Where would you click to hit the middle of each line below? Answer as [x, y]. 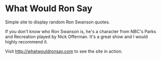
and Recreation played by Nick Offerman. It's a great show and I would [77, 37]
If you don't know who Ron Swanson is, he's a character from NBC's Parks [80, 31]
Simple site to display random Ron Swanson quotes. [58, 22]
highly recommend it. [27, 41]
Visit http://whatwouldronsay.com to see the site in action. [64, 51]
